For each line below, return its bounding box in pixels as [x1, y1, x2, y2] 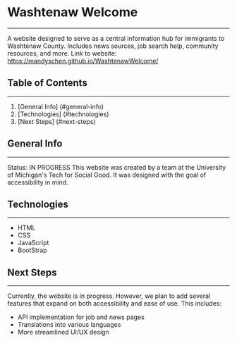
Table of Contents [7, 77, 88, 89]
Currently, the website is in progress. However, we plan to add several [7, 292, 211, 300]
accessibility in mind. [7, 177, 68, 187]
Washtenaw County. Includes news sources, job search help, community [7, 42, 219, 50]
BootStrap [17, 246, 47, 254]
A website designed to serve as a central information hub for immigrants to [7, 34, 225, 42]
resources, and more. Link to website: [7, 49, 117, 57]
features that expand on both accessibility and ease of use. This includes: [7, 299, 222, 308]
